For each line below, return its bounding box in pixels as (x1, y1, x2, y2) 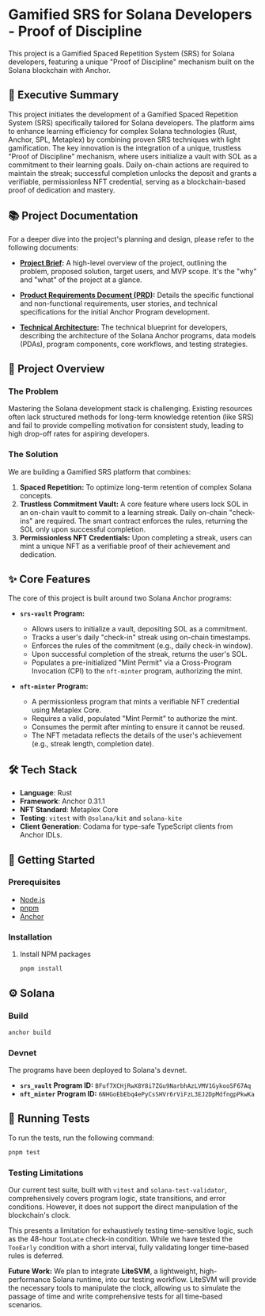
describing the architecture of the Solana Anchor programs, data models (19, 330, 256, 340)
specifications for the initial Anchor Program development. (19, 307, 210, 316)
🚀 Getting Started (8, 853, 96, 867)
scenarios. (8, 1299, 43, 1309)
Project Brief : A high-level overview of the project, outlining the (19, 257, 227, 267)
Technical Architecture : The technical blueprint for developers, (19, 322, 228, 332)
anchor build (8, 1028, 51, 1036)
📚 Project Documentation (8, 209, 138, 223)
